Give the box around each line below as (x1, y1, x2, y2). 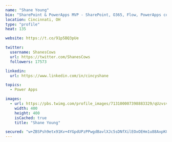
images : (5, 97, 22, 102)
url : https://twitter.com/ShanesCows (10, 54, 91, 59)
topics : (5, 82, 22, 87)
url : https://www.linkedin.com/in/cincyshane (10, 73, 109, 78)
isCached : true (14, 115, 47, 121)
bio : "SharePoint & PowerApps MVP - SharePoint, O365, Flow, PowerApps (5, 12, 161, 17)
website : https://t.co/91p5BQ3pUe (5, 36, 79, 41)
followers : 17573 (10, 59, 47, 64)
